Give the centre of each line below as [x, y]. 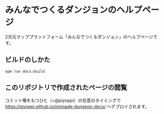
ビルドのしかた [28, 60]
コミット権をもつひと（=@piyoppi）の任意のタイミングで [63, 100]
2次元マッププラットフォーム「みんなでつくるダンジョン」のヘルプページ [79, 37]
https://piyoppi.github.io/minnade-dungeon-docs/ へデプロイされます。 [77, 106]
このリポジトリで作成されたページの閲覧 [66, 88]
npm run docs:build [25, 71]
